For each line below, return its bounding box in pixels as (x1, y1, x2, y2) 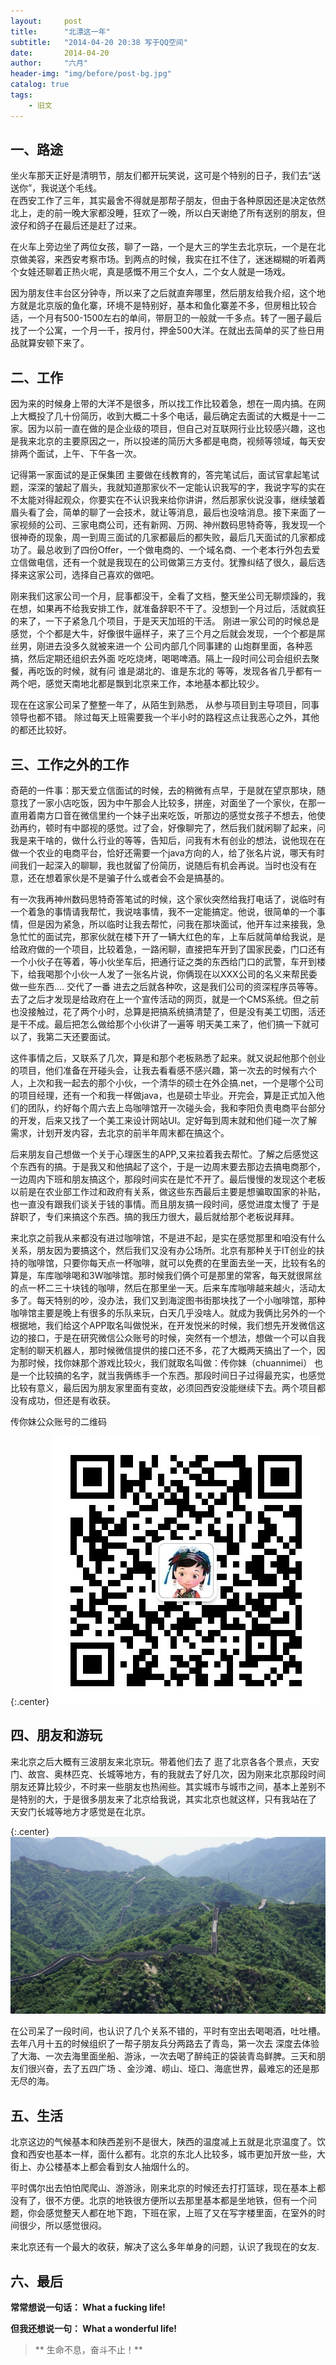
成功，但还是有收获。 (27, 1395, 116, 1407)
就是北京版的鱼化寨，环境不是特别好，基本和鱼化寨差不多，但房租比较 (18, 300, 308, 312)
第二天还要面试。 (44, 1031, 116, 1043)
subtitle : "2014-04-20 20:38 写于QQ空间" (10, 37, 188, 47)
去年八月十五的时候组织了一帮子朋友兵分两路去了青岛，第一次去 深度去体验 (10, 2038, 320, 2050)
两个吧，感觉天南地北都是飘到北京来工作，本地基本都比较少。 (10, 678, 265, 690)
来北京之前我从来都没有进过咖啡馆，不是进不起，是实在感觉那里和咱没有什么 (10, 1232, 326, 1244)
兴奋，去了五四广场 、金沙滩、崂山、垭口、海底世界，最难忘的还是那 (36, 2063, 320, 2075)
